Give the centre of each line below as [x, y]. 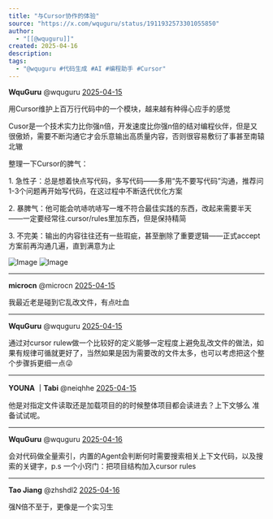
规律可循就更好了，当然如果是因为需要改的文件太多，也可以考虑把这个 [140, 352]
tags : [17, 62]
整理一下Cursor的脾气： [48, 163]
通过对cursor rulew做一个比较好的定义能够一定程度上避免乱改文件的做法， [133, 343]
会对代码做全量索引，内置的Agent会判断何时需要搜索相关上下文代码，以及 [132, 456]
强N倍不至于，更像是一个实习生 [61, 506]
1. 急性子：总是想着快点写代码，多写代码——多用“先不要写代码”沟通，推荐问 [136, 180]
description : [30, 54]
